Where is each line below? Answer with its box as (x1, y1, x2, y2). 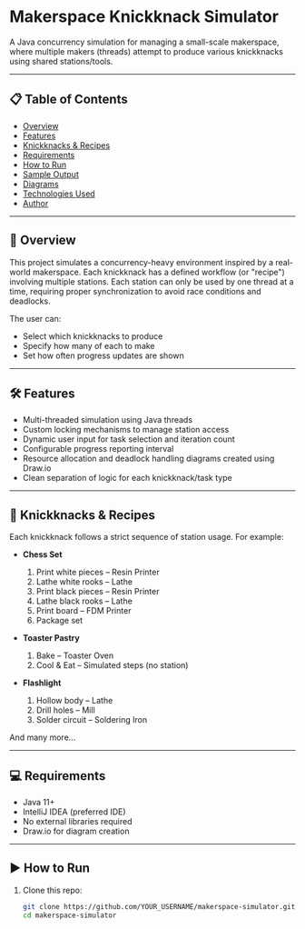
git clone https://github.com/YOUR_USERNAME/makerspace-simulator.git (22, 902, 296, 911)
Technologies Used (22, 188, 95, 199)
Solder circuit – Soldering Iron (35, 714, 148, 725)
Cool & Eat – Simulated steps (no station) (35, 660, 189, 671)
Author (22, 197, 49, 208)
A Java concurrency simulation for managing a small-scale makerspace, (9, 36, 280, 47)
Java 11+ (22, 797, 55, 807)
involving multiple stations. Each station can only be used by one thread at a (9, 275, 294, 287)
